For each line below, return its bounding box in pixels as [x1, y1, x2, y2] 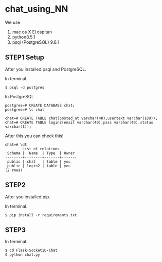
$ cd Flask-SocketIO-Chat [5, 248, 57, 253]
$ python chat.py [5, 252, 40, 257]
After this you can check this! [5, 133, 64, 139]
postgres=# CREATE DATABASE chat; [5, 103, 75, 108]
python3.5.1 [12, 34, 36, 40]
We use [5, 19, 20, 25]
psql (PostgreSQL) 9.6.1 [12, 39, 59, 45]
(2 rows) [5, 168, 23, 173]
